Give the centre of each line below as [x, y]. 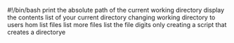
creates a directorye [37, 32]
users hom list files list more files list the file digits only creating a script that [117, 25]
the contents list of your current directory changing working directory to [111, 17]
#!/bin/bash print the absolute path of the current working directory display [116, 10]
